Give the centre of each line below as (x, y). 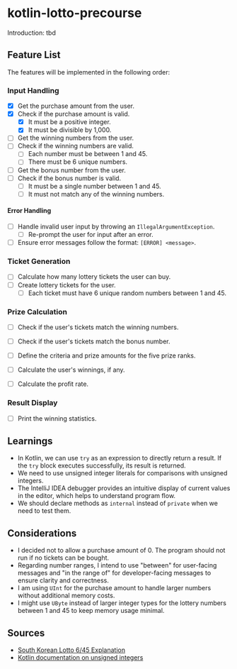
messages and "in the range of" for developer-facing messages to (114, 573)
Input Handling (33, 90)
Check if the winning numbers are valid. (76, 146)
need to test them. (44, 511)
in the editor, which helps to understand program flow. (96, 496)
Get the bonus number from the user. (71, 170)
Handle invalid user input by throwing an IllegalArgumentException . (116, 226)
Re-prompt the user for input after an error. (91, 235)
